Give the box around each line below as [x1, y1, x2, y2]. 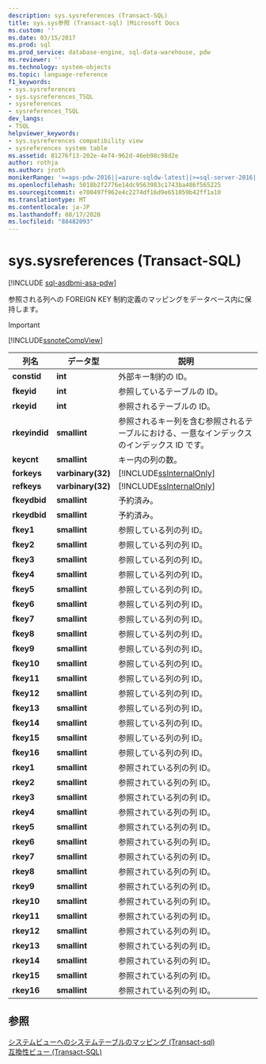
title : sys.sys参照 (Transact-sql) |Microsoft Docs [8, 19, 180, 27]
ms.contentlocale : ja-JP [8, 203, 90, 211]
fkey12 [12, 688, 40, 699]
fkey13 [12, 703, 40, 714]
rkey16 [12, 985, 40, 996]
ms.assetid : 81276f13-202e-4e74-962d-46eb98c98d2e [8, 151, 179, 159]
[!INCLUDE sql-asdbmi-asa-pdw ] [8, 278, 117, 288]
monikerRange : [8, 174, 55, 182]
